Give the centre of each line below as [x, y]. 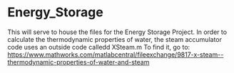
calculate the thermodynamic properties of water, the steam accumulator [115, 39]
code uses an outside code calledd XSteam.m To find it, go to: [99, 47]
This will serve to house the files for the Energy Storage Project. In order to [117, 32]
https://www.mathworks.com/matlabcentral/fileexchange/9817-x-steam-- [116, 55]
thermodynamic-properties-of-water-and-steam [78, 62]
